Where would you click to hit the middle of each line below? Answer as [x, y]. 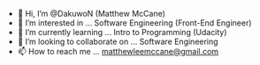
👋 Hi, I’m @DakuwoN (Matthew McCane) [92, 14]
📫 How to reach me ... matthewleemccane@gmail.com [118, 51]
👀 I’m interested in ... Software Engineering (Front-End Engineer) [134, 23]
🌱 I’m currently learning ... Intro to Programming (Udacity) [122, 32]
